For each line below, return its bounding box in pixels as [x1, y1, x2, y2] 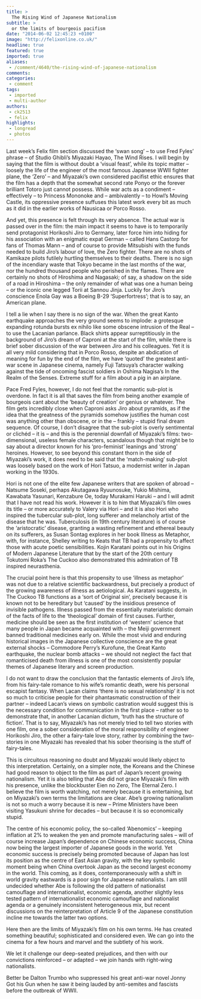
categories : [6, 75, 36, 81]
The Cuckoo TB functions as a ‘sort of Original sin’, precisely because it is [6, 593, 188, 600]
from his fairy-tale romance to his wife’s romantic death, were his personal [6, 681, 190, 688]
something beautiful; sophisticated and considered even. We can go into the [6, 931, 194, 939]
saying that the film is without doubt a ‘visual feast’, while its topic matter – [6, 160, 190, 167]
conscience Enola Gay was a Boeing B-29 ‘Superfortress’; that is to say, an [6, 293, 190, 300]
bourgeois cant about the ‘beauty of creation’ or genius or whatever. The [6, 398, 185, 406]
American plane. [6, 299, 47, 306]
